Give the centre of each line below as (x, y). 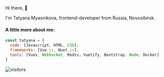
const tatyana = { (25, 41)
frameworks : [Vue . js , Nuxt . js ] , (45, 50)
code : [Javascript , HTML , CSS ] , (45, 45)
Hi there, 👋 (17, 8)
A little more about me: (30, 30)
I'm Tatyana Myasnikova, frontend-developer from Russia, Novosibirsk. (80, 18)
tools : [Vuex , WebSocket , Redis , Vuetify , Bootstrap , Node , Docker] (85, 55)
